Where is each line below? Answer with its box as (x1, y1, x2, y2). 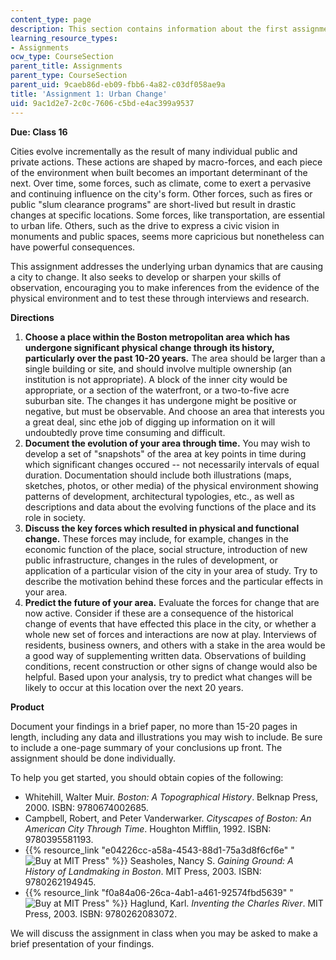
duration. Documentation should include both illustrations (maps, (24, 469, 292, 481)
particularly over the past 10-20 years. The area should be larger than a (24, 352, 326, 364)
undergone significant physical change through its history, (24, 341, 275, 353)
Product (10, 701, 45, 713)
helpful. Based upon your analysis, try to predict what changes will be (24, 671, 313, 683)
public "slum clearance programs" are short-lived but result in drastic (10, 198, 297, 210)
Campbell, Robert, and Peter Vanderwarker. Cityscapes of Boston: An (24, 812, 312, 824)
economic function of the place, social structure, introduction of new (24, 543, 308, 555)
